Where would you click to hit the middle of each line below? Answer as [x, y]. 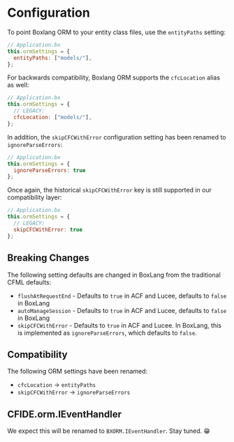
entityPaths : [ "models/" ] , [53, 58]
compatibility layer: [35, 197]
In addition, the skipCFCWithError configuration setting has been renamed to [117, 137]
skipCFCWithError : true [48, 229]
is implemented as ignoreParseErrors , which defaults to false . [107, 333]
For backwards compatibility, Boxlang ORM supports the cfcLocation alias [114, 77]
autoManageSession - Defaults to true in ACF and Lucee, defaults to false [122, 310]
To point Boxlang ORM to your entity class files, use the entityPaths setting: [116, 32]
